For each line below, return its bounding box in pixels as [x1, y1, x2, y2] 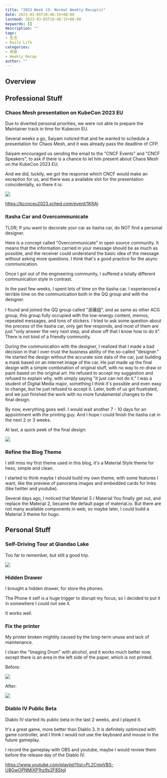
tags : [5, 31, 16, 36]
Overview [5, 77, 36, 86]
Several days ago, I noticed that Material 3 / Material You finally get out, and [5, 495, 161, 501]
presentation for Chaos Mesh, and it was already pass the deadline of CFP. [5, 141, 159, 147]
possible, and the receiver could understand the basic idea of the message [5, 250, 159, 256]
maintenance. [5, 639, 33, 645]
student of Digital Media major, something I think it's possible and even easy [5, 380, 162, 386]
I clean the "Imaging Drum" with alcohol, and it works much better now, [5, 649, 152, 655]
